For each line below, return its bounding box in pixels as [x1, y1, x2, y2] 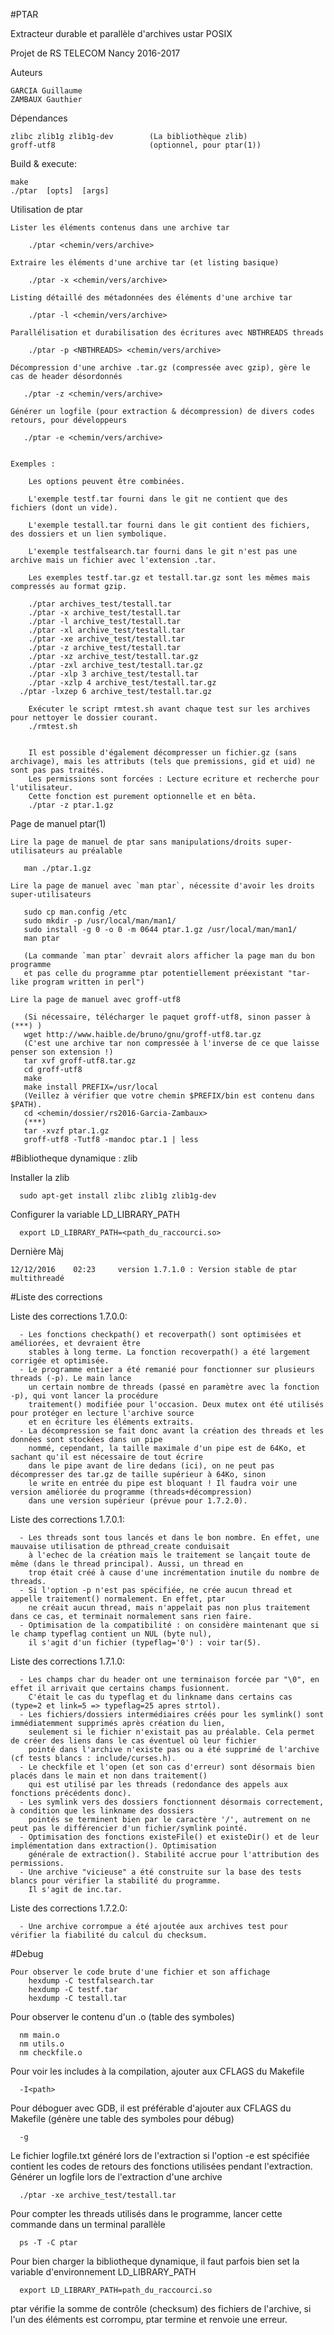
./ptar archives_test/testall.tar [28, 599, 172, 609]
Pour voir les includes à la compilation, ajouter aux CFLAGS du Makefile [10, 2065, 305, 2077]
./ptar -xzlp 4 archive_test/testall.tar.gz [28, 678, 217, 688]
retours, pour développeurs [10, 415, 128, 425]
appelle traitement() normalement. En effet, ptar [10, 1594, 226, 1604]
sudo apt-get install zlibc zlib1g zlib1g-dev [19, 1191, 217, 1201]
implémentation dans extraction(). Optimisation [10, 1841, 217, 1851]
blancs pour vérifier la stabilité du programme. [10, 1876, 222, 1886]
